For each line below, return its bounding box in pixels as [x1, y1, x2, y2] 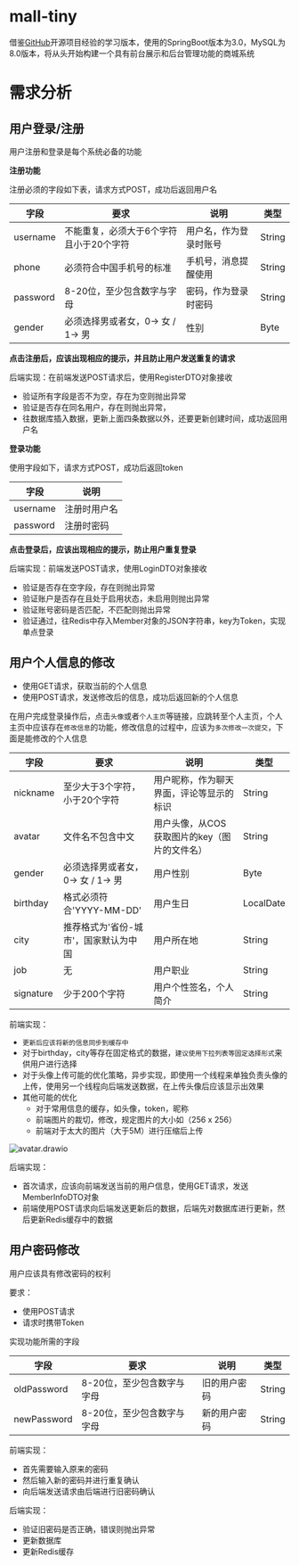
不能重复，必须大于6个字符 [64, 225, 178, 237]
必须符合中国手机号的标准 [64, 261, 172, 274]
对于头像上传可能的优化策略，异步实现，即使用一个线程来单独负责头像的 [21, 1069, 287, 1080]
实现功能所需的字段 [9, 1336, 80, 1347]
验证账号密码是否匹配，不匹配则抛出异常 [21, 604, 171, 614]
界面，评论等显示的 [153, 787, 234, 799]
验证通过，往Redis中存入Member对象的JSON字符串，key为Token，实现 [21, 615, 287, 626]
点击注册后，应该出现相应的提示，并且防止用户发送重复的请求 [9, 352, 236, 363]
